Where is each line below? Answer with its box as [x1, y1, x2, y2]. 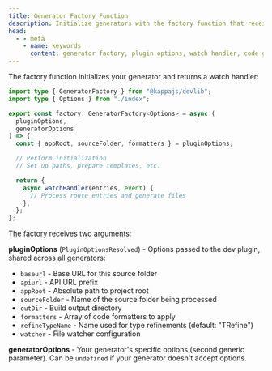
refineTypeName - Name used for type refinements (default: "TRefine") [19, 321, 253, 330]
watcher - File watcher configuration [19, 329, 141, 339]
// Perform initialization [15, 155, 107, 163]
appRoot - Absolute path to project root [19, 286, 150, 296]
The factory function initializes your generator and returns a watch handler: [8, 72, 259, 81]
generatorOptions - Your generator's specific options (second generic [8, 345, 245, 355]
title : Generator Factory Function [8, 11, 129, 20]
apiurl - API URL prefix [19, 277, 99, 288]
